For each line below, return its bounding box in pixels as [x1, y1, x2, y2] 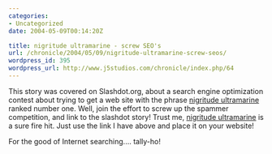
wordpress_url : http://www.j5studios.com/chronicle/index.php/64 [8, 64, 234, 73]
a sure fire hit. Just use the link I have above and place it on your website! [8, 121, 254, 130]
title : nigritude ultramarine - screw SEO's [8, 41, 162, 49]
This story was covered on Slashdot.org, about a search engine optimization [8, 86, 264, 96]
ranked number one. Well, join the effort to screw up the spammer [8, 103, 229, 113]
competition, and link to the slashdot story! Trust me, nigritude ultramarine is [8, 112, 264, 122]
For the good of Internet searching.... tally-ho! [8, 136, 161, 146]
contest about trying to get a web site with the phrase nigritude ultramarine [8, 95, 260, 105]
